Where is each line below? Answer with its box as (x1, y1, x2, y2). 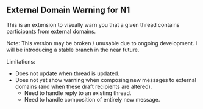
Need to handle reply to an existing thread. (24, 89, 132, 97)
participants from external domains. (6, 28, 96, 35)
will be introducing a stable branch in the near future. (6, 46, 140, 53)
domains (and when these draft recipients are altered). (15, 83, 152, 90)
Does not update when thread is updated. (15, 70, 120, 77)
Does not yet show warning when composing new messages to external (15, 76, 196, 83)
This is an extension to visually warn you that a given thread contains (6, 21, 180, 28)
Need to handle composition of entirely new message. (24, 96, 160, 103)
